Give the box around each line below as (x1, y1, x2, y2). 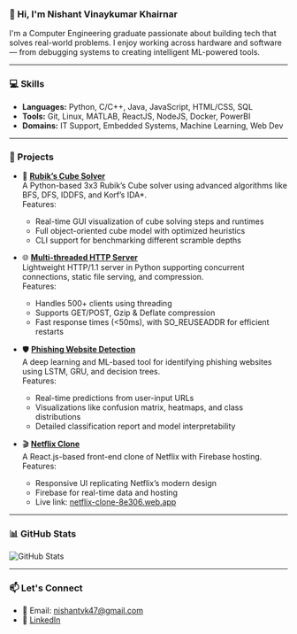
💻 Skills (9, 78, 45, 90)
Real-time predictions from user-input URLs (34, 392, 194, 403)
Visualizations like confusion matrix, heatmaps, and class (34, 402, 244, 413)
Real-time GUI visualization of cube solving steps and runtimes (34, 216, 264, 227)
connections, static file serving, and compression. (21, 271, 204, 282)
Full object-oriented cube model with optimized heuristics (34, 225, 246, 236)
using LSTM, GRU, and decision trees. (21, 366, 161, 376)
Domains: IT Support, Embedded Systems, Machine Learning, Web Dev (21, 120, 284, 131)
